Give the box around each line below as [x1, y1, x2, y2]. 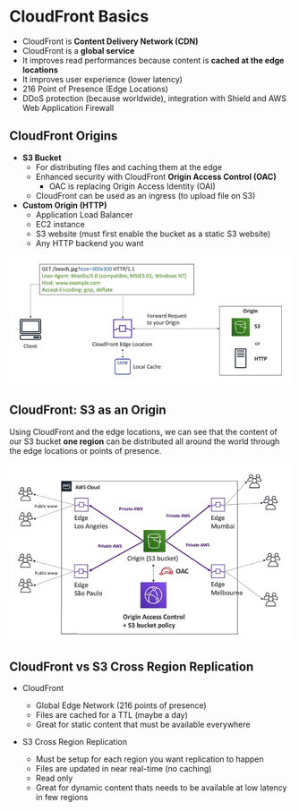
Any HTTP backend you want [35, 237, 144, 248]
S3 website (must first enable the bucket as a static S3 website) [35, 228, 271, 239]
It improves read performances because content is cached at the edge [21, 55, 285, 65]
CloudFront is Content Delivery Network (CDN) [21, 36, 199, 47]
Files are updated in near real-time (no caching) [35, 764, 212, 774]
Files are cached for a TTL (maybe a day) [35, 710, 188, 721]
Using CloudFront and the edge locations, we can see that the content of [9, 426, 278, 437]
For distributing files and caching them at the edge [35, 161, 222, 172]
